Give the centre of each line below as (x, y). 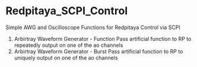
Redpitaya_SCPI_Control (67, 11)
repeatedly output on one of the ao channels (69, 45)
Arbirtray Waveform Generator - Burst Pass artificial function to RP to (99, 51)
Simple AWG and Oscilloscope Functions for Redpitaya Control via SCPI (93, 27)
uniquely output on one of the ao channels (66, 58)
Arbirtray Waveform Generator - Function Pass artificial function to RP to (103, 39)
